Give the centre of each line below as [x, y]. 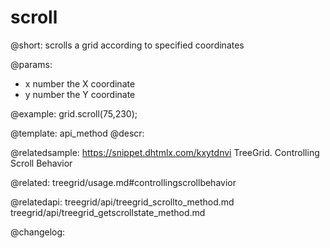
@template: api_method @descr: [77, 133]
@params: [31, 64]
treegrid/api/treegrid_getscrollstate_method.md [108, 212]
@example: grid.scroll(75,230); [74, 113]
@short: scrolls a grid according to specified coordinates [127, 45]
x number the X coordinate [80, 83]
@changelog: [38, 232]
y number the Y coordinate [80, 94]
